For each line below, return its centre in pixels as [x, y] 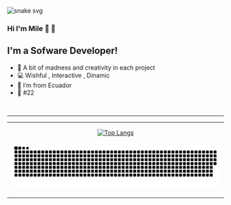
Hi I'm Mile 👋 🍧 [32, 28]
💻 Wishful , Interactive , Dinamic [63, 75]
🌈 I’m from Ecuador [44, 85]
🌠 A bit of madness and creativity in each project [86, 67]
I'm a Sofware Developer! [63, 51]
